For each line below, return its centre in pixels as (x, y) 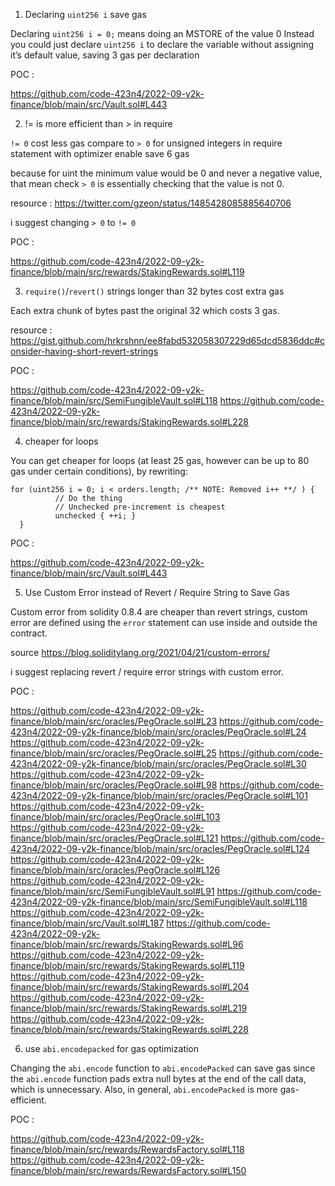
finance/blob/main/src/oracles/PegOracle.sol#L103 (115, 817)
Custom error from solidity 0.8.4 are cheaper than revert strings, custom (159, 612)
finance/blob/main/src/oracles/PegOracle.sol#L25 (113, 753)
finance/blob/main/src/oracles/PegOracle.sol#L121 (114, 838)
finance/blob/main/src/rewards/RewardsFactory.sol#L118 (127, 1149)
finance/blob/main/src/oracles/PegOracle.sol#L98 (114, 785)
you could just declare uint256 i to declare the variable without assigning (162, 44)
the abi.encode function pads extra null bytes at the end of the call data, (158, 1078)
